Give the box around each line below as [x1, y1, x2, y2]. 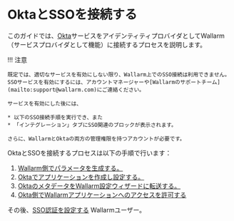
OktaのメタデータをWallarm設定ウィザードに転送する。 [17, 181, 181, 190]
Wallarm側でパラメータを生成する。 [17, 163, 123, 172]
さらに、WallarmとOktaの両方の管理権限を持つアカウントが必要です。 [7, 135, 185, 143]
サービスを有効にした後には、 [7, 100, 82, 107]
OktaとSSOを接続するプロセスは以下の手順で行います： [7, 148, 172, 157]
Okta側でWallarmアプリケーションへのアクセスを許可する [17, 190, 187, 199]
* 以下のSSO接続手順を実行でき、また [7, 113, 103, 121]
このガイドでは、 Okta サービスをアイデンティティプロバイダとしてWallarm [7, 31, 225, 40]
